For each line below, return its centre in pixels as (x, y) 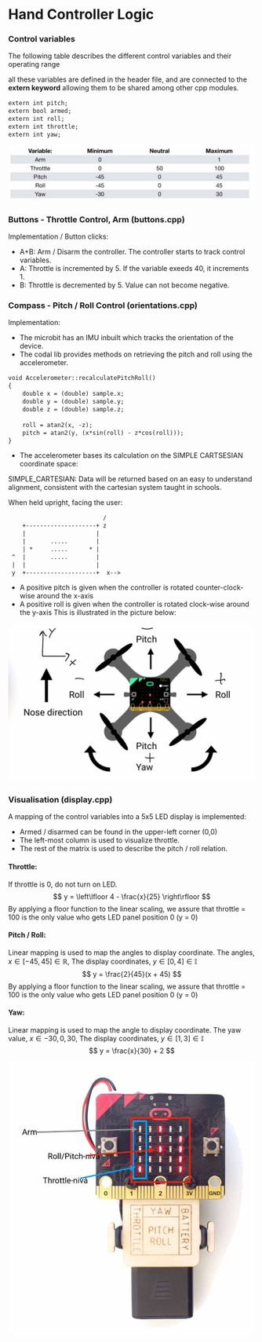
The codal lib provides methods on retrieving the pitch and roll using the (136, 354)
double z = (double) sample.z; (73, 410)
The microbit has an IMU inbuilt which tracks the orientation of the (126, 338)
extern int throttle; (44, 127)
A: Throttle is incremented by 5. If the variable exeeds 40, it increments (134, 268)
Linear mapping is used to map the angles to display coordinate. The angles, (131, 953)
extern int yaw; (35, 135)
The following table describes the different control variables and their (120, 56)
